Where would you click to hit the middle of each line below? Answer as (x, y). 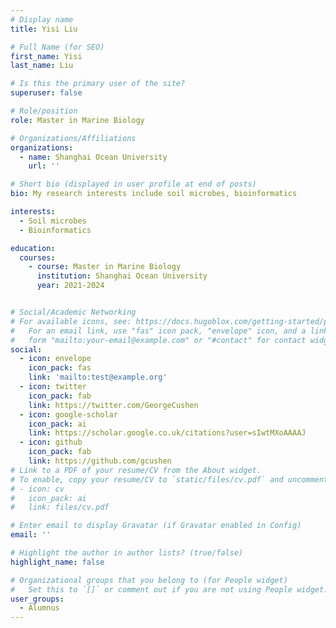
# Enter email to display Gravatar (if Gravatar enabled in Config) (156, 526)
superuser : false (46, 93)
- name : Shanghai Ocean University (93, 157)
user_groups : (37, 599)
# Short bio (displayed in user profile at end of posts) (133, 184)
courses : (37, 257)
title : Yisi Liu (44, 29)
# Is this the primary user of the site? (98, 84)
